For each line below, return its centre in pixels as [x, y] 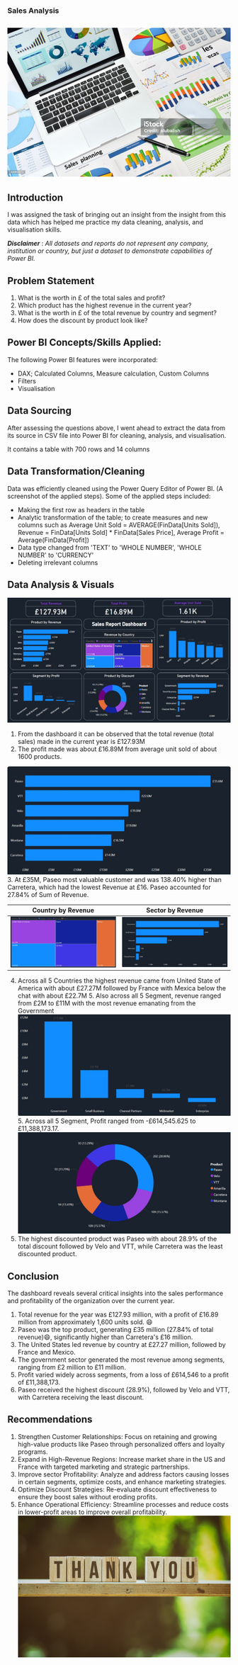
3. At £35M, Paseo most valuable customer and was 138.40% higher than [114, 879]
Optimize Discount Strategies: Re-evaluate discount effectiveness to [117, 1489]
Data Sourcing [40, 411]
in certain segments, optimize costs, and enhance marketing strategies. [122, 1481]
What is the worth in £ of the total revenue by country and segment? [117, 313]
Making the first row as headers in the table [81, 509]
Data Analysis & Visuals [61, 584]
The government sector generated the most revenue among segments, [121, 1360]
